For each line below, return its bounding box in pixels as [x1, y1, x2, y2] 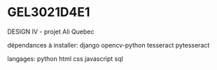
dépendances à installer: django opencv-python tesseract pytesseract [7, 41, 210, 49]
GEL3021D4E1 [7, 4, 90, 20]
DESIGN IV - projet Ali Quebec [7, 27, 94, 36]
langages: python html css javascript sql [7, 54, 124, 63]
